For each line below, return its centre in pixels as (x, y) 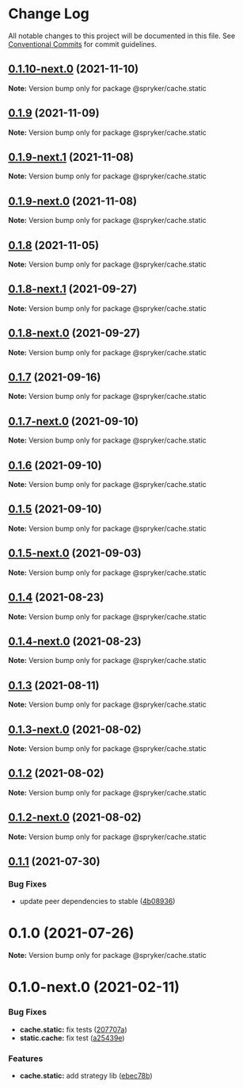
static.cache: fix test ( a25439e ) (72, 1038)
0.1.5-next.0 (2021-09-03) (75, 553)
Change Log (49, 14)
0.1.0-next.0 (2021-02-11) (94, 987)
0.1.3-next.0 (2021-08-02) (75, 729)
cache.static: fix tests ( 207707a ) (74, 1029)
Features (26, 1058)
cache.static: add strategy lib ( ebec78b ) (86, 1075)
